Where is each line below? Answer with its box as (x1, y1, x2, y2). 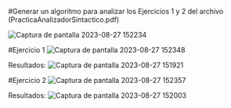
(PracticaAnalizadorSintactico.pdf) (8, 15, 120, 24)
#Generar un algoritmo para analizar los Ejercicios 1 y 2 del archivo (8, 7, 224, 16)
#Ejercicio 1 (8, 45, 45, 54)
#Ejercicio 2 (8, 76, 47, 85)
